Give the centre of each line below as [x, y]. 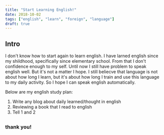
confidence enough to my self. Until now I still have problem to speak [76, 67]
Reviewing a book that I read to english [52, 107]
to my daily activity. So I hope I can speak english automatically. [70, 82]
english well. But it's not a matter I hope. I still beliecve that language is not [82, 72]
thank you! [18, 127]
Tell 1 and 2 [24, 112]
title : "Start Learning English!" [41, 10]
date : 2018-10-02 [23, 14]
